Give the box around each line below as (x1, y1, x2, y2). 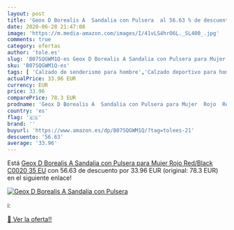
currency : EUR (7, 82, 49, 89)
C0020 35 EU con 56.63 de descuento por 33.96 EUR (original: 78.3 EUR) (7, 167, 219, 175)
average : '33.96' (7, 140, 58, 147)
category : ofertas (7, 43, 61, 49)
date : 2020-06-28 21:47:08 (7, 23, 86, 30)
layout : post (7, 10, 45, 17)
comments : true (7, 36, 52, 43)
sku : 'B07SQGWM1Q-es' (7, 62, 70, 69)
